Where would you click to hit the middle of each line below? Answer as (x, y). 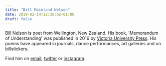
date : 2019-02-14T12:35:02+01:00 (40, 14)
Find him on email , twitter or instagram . (45, 59)
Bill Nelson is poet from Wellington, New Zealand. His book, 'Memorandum (82, 33)
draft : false (19, 19)
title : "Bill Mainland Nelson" (38, 10)
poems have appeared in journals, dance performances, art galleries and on (83, 44)
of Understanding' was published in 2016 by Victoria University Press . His (81, 38)
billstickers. (17, 49)
